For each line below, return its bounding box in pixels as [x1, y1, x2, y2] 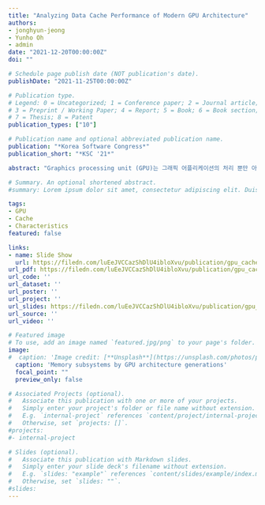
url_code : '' [8, 273, 51, 281]
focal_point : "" [15, 368, 69, 376]
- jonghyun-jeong [8, 26, 65, 34]
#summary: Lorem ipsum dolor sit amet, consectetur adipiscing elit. [8, 186, 242, 194]
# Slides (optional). [8, 448, 80, 456]
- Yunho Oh [8, 33, 44, 42]
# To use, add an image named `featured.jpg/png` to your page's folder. [8, 339, 256, 347]
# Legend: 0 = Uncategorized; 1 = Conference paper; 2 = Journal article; [8, 99, 259, 107]
